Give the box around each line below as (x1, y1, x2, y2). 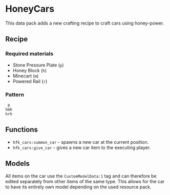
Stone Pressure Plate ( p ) (12, 62, 64, 68)
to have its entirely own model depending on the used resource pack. (5, 184, 152, 190)
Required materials (5, 50, 54, 57)
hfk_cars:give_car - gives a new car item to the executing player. (12, 144, 151, 150)
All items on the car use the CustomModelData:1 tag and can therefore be (5, 172, 157, 179)
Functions (5, 125, 38, 134)
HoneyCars (5, 3, 55, 15)
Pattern (5, 91, 25, 98)
